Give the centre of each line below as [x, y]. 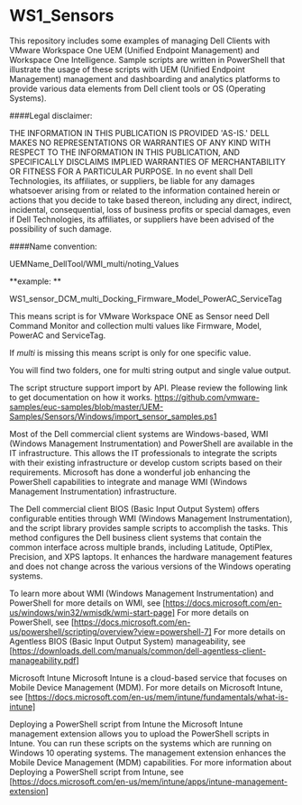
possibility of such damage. [61, 229]
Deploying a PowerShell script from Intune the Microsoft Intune [126, 724]
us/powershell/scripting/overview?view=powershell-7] [110, 631]
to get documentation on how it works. [81, 397]
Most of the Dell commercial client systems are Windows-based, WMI [139, 434]
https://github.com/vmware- [207, 397]
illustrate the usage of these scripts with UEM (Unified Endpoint [127, 69]
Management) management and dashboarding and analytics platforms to [145, 78]
